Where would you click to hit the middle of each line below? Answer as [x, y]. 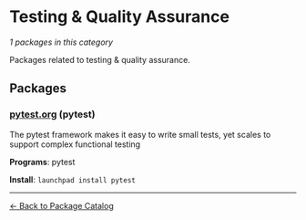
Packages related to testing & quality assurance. [100, 59]
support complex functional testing [75, 144]
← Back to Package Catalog [61, 205]
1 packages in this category [61, 42]
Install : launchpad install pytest [73, 179]
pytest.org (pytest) [52, 114]
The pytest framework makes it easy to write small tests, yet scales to [140, 134]
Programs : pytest [42, 162]
